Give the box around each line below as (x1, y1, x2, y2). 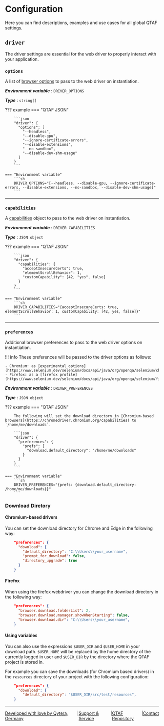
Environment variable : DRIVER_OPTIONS (5, 88, 84, 94)
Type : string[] (5, 97, 37, 104)
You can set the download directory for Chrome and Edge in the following (5, 525, 153, 531)
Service (79, 716, 94, 722)
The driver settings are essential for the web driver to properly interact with (5, 51, 157, 57)
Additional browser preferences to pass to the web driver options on (5, 339, 143, 345)
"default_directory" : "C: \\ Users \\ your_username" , (22, 549, 128, 554)
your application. (5, 56, 39, 62)
